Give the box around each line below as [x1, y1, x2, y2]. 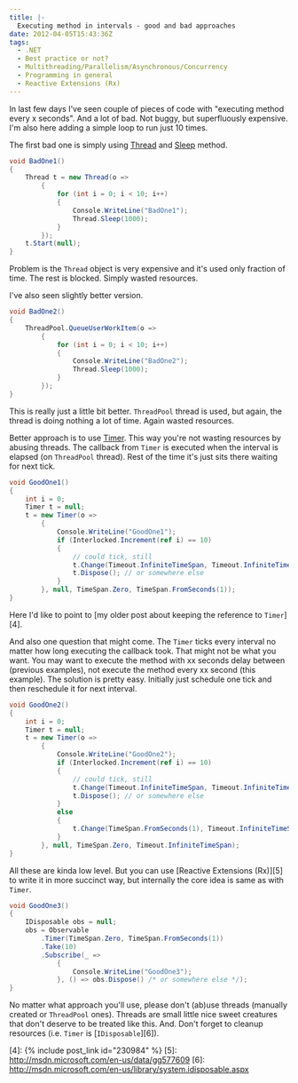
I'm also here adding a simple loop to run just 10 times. [9, 122, 208, 133]
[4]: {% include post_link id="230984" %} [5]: [9, 1045, 177, 1056]
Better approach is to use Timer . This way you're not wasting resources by [9, 432, 282, 443]
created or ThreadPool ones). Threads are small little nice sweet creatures [9, 1009, 278, 1020]
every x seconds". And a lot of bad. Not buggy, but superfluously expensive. [9, 113, 288, 123]
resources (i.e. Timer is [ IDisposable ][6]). [9, 1028, 160, 1039]
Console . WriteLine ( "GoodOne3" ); [72, 967, 192, 976]
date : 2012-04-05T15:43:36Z [9, 29, 114, 38]
